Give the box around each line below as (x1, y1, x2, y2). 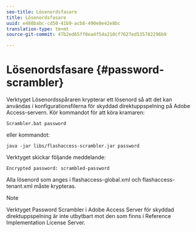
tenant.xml (6, 183, 33, 190)
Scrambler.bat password (6, 121, 67, 127)
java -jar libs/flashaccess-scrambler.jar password (6, 143, 140, 149)
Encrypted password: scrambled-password (6, 165, 110, 172)
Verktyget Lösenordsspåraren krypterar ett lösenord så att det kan (6, 96, 172, 103)
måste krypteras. (33, 183, 76, 190)
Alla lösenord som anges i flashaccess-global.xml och (6, 176, 141, 183)
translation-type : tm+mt (6, 26, 69, 32)
